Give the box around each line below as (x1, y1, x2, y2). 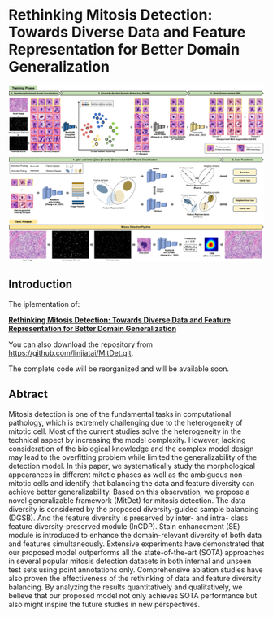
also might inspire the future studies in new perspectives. (8, 599, 201, 609)
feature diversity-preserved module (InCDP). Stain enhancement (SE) (8, 521, 240, 531)
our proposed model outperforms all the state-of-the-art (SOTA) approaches (8, 547, 265, 557)
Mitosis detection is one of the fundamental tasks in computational (8, 409, 232, 418)
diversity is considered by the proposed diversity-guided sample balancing (8, 504, 259, 514)
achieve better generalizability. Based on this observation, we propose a (8, 487, 250, 497)
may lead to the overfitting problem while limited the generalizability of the (8, 452, 258, 462)
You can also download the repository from (8, 339, 153, 349)
